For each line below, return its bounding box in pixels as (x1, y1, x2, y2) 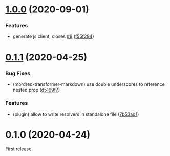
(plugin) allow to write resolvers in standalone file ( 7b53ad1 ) (12, 111, 139, 117)
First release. (5, 146, 33, 152)
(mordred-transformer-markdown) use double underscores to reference (12, 81, 165, 87)
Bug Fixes (5, 70, 31, 77)
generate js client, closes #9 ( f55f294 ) (12, 33, 94, 39)
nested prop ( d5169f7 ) (12, 86, 60, 93)
